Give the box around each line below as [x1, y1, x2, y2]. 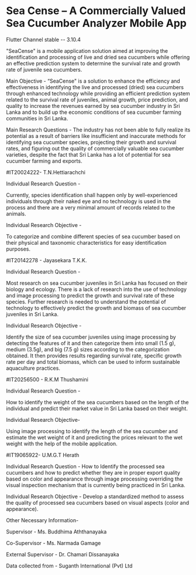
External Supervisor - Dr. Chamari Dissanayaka [6, 550, 119, 558]
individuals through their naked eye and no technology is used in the [6, 198, 171, 205]
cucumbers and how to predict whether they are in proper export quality [6, 469, 180, 476]
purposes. [6, 245, 31, 252]
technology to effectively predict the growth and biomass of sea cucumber [6, 304, 187, 312]
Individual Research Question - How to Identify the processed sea [6, 462, 165, 470]
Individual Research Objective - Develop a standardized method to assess [6, 493, 184, 500]
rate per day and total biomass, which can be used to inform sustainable [6, 358, 180, 365]
